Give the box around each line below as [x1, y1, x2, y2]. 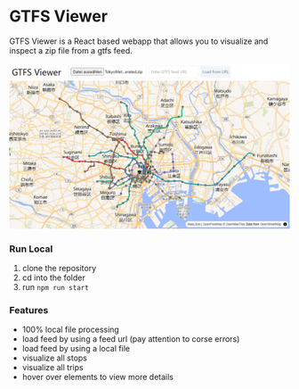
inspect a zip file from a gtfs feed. [9, 45, 133, 55]
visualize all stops [21, 352, 87, 363]
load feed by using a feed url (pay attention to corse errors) [21, 334, 240, 344]
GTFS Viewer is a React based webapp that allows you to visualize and [9, 36, 269, 46]
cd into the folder [21, 272, 86, 283]
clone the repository [21, 263, 97, 274]
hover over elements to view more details [21, 372, 174, 383]
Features [9, 303, 49, 316]
